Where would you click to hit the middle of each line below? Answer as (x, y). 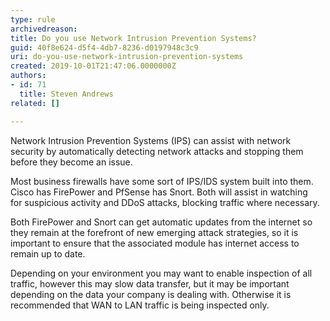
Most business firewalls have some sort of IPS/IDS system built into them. (162, 181)
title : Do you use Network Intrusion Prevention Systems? (133, 38)
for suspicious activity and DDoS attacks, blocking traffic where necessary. (165, 202)
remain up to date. (48, 253)
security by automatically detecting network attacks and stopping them (157, 151)
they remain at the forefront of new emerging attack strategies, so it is (154, 232)
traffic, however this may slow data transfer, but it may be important (150, 283)
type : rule (33, 19)
